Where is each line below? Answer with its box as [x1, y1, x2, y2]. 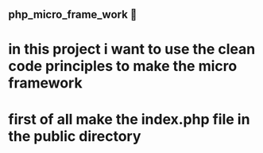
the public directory [8, 127, 141, 145]
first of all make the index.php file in [8, 110, 250, 128]
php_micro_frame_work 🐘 [8, 8, 137, 22]
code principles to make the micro [8, 57, 238, 75]
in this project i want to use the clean [8, 40, 256, 58]
